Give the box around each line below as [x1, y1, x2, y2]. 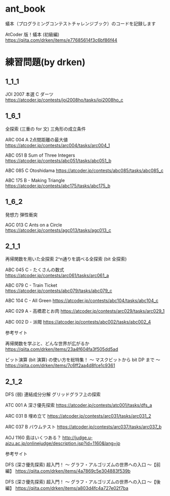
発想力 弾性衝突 [5, 212, 38, 218]
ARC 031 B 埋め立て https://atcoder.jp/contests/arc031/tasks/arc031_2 [5, 413, 152, 419]
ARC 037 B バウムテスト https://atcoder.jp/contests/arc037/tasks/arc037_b [5, 424, 162, 430]
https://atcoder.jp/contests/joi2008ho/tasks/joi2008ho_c [5, 97, 123, 103]
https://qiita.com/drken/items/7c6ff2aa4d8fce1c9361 [5, 362, 115, 369]
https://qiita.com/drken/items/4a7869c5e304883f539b [15, 468, 131, 474]
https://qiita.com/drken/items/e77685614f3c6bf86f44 [5, 37, 117, 43]
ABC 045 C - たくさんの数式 [5, 267, 64, 273]
